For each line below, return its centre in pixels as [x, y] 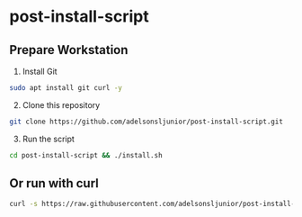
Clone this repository [61, 104]
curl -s [24, 204]
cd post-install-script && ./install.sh [86, 155]
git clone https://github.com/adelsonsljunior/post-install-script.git [146, 122]
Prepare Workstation [69, 50]
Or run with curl [54, 183]
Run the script [48, 139]
